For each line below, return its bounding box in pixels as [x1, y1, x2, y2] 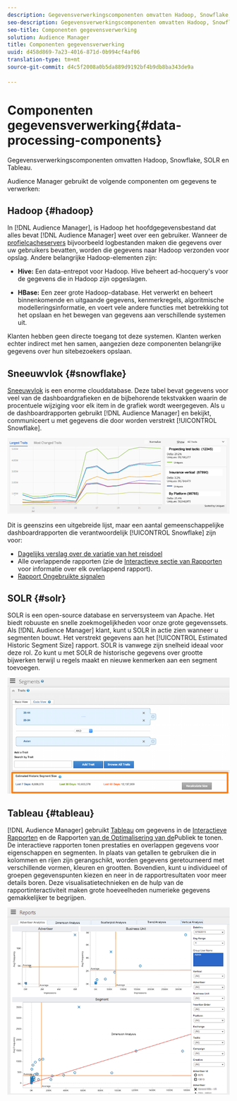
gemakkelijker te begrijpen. [7, 893, 87, 902]
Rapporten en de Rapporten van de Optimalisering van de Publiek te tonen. [7, 833, 224, 842]
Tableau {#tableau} [7, 807, 95, 819]
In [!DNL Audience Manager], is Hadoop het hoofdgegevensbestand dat [7, 223, 217, 232]
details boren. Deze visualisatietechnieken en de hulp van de [7, 879, 183, 887]
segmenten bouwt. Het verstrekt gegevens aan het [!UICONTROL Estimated [7, 633, 228, 642]
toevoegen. [7, 664, 40, 672]
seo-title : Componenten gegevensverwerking [7, 26, 138, 33]
